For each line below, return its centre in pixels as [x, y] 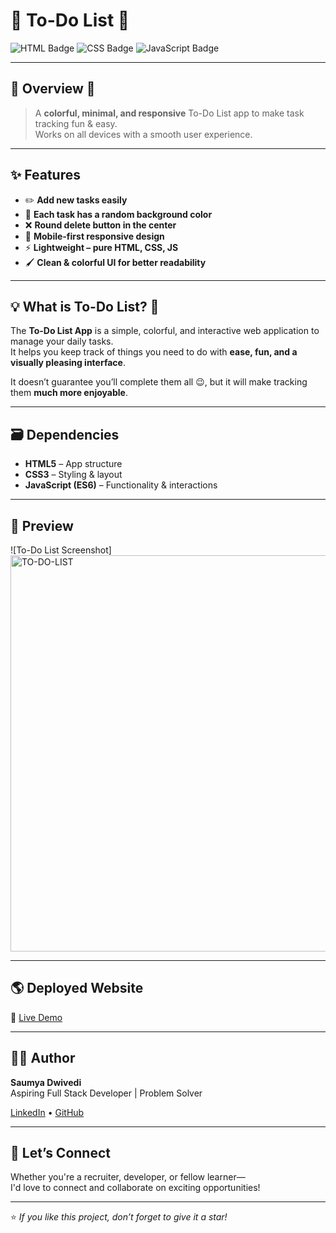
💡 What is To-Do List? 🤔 [85, 306]
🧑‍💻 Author [43, 1058]
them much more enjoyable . [69, 393]
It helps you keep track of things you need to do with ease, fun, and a [154, 352]
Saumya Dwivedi [46, 1082]
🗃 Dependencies [65, 434]
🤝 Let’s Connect [60, 1153]
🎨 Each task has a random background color [118, 214]
